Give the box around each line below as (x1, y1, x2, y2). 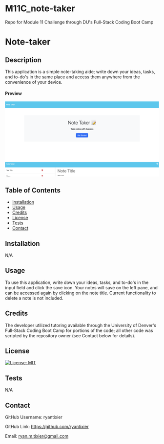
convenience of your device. (5, 79, 62, 85)
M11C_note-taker (5, 3, 75, 14)
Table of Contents (5, 186, 61, 194)
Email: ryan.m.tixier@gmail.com (5, 433, 69, 439)
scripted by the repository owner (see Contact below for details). (5, 332, 136, 338)
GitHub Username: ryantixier (5, 414, 62, 420)
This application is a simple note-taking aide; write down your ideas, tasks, (5, 69, 155, 74)
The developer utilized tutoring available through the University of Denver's (5, 322, 157, 328)
